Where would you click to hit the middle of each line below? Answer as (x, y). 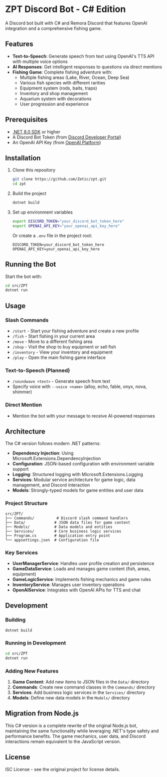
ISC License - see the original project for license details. (63, 769)
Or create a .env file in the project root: (52, 235)
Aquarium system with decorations (56, 98)
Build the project (29, 193)
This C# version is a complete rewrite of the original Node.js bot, (72, 725)
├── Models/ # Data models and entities (59, 527)
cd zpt (19, 184)
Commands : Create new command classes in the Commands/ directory (84, 687)
